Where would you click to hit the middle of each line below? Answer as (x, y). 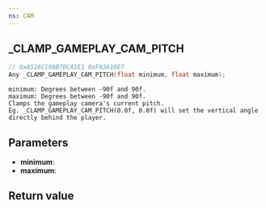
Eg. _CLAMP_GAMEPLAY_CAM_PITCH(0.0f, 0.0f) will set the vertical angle (133, 111)
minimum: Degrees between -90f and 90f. (78, 90)
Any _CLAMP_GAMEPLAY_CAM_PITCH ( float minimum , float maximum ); (117, 75)
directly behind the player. (57, 118)
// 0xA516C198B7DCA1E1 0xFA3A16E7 (67, 67)
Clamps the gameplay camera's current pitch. (86, 104)
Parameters (38, 142)
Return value (41, 196)
